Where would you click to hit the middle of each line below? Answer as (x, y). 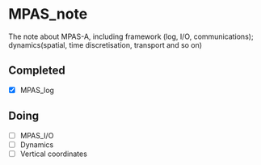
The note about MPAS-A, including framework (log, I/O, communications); (131, 36)
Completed (37, 71)
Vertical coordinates (53, 154)
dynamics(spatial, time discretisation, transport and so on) (105, 44)
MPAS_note (48, 14)
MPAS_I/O (37, 135)
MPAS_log (37, 90)
